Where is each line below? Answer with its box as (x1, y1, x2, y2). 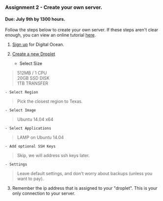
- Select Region (5, 90, 38, 95)
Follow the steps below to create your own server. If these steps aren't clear (5, 27, 159, 33)
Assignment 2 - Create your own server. (5, 4, 103, 11)
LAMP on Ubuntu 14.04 (17, 134, 64, 140)
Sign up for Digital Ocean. (12, 42, 65, 47)
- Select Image (5, 108, 36, 113)
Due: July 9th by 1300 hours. (5, 16, 66, 22)
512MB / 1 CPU (17, 70, 47, 76)
